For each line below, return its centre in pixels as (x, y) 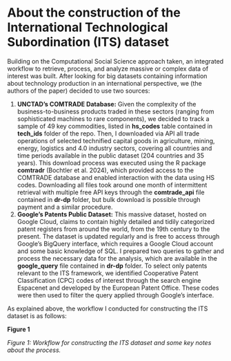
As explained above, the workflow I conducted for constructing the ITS (108, 308)
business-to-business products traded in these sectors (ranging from (115, 111)
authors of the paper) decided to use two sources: (79, 91)
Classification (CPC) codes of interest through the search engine (109, 280)
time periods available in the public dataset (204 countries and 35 (111, 155)
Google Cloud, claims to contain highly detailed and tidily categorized (116, 221)
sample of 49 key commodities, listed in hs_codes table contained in (115, 126)
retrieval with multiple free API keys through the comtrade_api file (111, 192)
